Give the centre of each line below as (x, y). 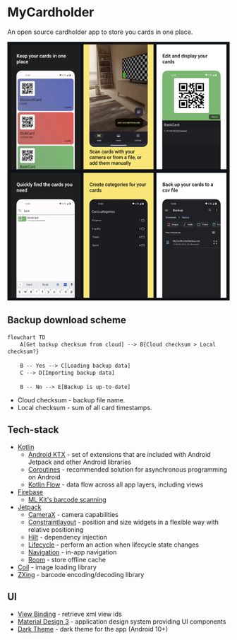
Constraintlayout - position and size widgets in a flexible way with (123, 522)
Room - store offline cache (67, 559)
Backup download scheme (67, 320)
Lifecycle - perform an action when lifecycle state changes (114, 545)
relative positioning (56, 529)
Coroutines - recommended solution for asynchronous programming (128, 469)
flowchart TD (26, 337)
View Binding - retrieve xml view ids (69, 614)
